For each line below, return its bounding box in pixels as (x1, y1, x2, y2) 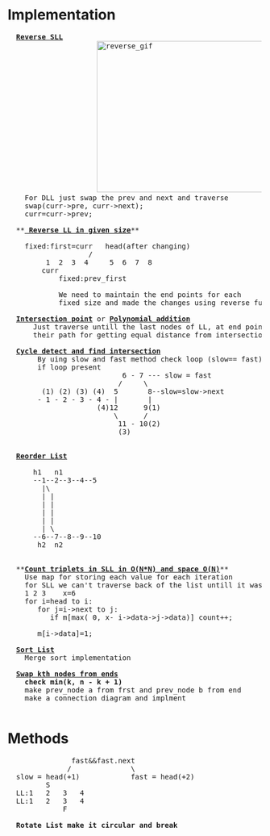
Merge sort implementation (24, 653, 131, 663)
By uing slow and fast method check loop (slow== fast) (37, 354, 263, 364)
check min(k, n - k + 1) (24, 677, 123, 687)
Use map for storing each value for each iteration (24, 572, 233, 582)
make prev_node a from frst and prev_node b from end (24, 685, 242, 695)
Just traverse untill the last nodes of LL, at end (32, 322, 242, 332)
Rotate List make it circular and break (15, 821, 178, 830)
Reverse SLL (15, 32, 64, 41)
